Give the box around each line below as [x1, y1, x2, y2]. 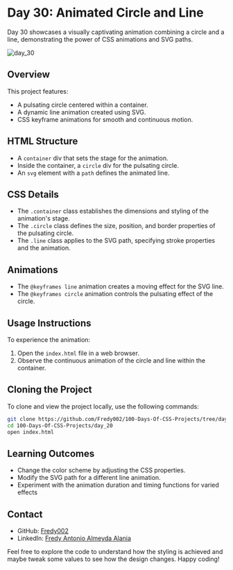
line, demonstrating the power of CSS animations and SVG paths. [7, 35, 193, 43]
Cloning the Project [7, 383, 92, 396]
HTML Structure [7, 135, 78, 147]
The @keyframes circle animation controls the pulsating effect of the [17, 290, 214, 298]
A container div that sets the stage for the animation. [17, 154, 169, 162]
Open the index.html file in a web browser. [17, 349, 140, 357]
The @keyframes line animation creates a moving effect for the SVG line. [17, 282, 224, 291]
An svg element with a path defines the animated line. [17, 169, 170, 177]
